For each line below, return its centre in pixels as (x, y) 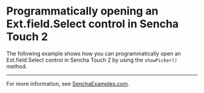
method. (17, 66)
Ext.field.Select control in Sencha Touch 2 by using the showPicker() (92, 60)
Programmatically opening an (83, 11)
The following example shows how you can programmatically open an (93, 53)
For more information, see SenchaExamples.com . (68, 83)
